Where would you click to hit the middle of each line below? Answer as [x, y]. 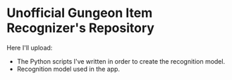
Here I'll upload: [30, 47]
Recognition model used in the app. [68, 69]
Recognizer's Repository [80, 28]
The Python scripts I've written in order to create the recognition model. [121, 61]
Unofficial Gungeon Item [80, 13]
